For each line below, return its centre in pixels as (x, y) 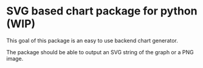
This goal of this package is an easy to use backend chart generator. (92, 40)
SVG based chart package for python (102, 11)
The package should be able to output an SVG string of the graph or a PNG (100, 52)
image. (15, 58)
